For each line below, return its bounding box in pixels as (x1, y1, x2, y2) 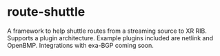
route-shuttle (7, 4, 86, 20)
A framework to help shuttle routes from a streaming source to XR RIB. (7, 27, 207, 35)
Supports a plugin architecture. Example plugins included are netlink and (7, 33, 214, 42)
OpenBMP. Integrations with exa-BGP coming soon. (7, 41, 154, 49)
